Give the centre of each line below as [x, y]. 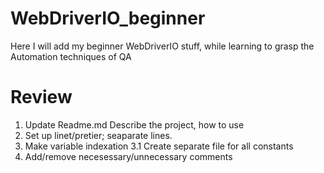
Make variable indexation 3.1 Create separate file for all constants [159, 146]
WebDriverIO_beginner [108, 18]
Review [41, 97]
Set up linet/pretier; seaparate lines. [98, 135]
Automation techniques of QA [71, 56]
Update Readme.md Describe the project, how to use [134, 124]
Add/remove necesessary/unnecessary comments [128, 156]
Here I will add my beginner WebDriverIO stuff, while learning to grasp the [162, 46]
